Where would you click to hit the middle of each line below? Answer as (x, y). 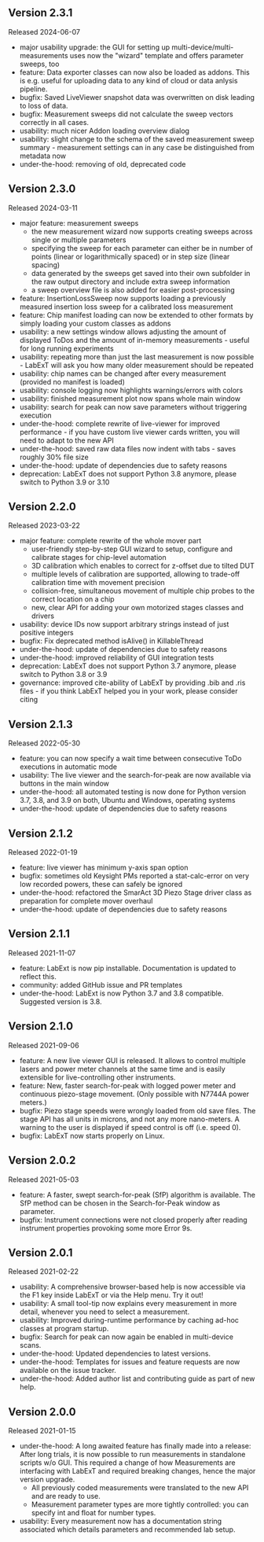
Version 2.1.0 (40, 1027)
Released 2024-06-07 (44, 31)
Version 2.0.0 (42, 1412)
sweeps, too (39, 64)
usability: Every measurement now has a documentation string (121, 1522)
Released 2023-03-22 (44, 525)
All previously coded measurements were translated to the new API (140, 1488)
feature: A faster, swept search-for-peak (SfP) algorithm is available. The (137, 1194)
